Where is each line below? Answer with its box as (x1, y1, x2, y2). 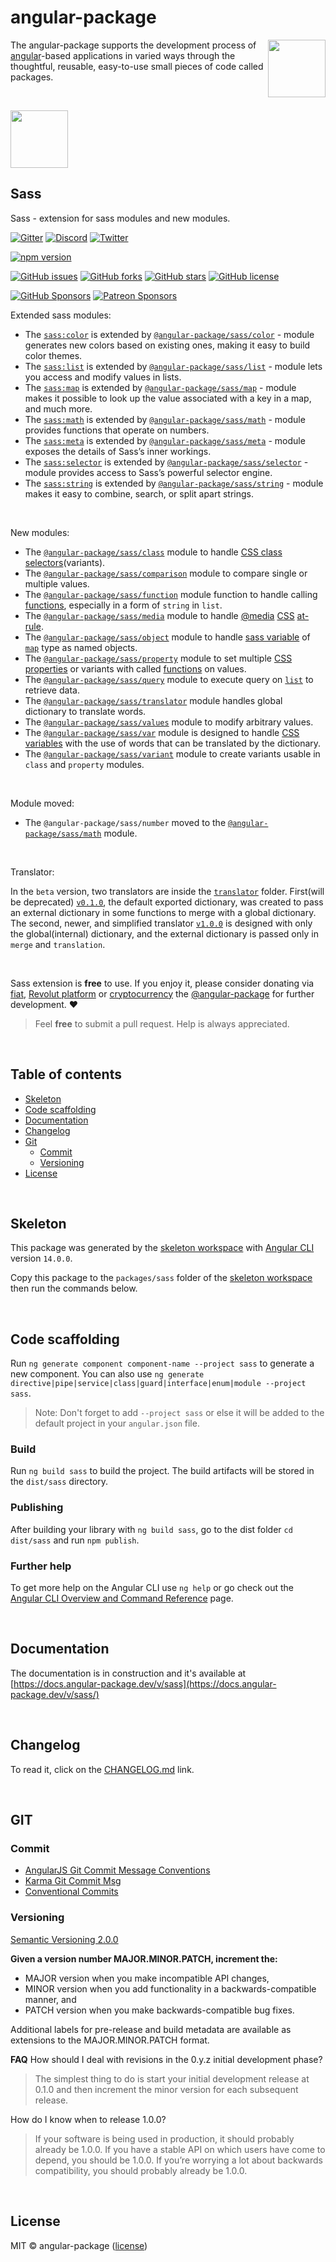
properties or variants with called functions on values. (24, 662, 247, 675)
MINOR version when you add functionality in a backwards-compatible (24, 1982, 317, 1995)
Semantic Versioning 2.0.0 (10, 1933, 119, 1945)
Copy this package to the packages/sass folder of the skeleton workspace (10, 1272, 313, 1284)
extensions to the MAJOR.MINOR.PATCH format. (10, 2034, 210, 2046)
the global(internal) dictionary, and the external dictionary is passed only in (10, 927, 319, 940)
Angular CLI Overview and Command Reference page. (10, 1592, 234, 1605)
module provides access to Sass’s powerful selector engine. (24, 466, 273, 478)
